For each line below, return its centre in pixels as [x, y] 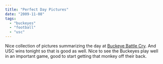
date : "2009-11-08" [25, 14]
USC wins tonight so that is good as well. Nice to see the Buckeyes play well [82, 51]
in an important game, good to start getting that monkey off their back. [76, 56]
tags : [10, 18]
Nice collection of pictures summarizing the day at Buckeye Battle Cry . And [81, 46]
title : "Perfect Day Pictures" [37, 9]
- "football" [23, 28]
